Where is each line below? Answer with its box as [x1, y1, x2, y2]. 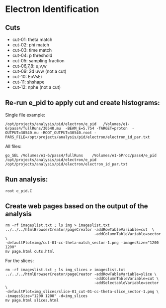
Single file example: [5, 112, 46, 118]
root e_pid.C [5, 188, 32, 193]
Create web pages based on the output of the [5, 202, 148, 210]
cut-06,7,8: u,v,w [12, 63, 47, 69]
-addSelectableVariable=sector [94, 281, 159, 286]
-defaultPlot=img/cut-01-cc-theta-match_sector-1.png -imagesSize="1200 [5, 240, 159, 245]
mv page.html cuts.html [5, 249, 55, 254]
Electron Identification [5, 3, 99, 15]
